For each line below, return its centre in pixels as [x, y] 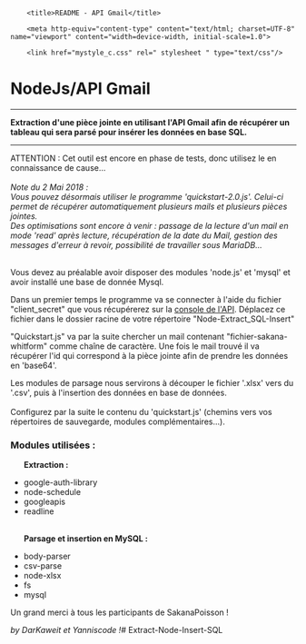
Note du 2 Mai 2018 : [49, 187]
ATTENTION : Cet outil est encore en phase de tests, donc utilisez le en [143, 158]
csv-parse [43, 566]
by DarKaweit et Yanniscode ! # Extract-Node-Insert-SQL [117, 630]
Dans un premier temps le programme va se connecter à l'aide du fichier [146, 299]
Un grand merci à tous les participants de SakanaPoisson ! [120, 612]
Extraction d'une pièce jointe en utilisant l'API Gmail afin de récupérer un [150, 122]
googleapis [44, 502]
